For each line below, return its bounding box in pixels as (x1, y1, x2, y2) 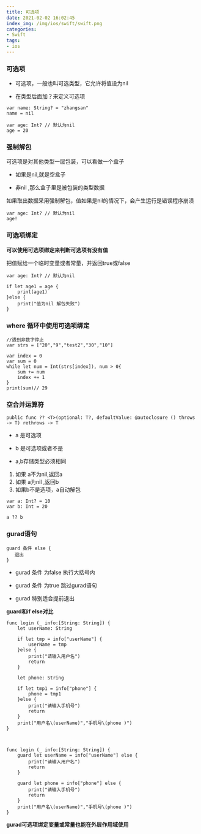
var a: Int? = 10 (6, 498, 51, 505)
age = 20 (6, 128, 29, 134)
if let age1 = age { (6, 283, 59, 289)
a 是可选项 (15, 432, 42, 439)
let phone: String (17, 675, 64, 681)
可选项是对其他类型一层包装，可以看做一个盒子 (6, 158, 124, 166)
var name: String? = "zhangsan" (6, 105, 89, 111)
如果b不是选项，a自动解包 (15, 486, 81, 494)
